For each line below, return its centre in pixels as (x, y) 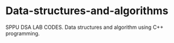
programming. (23, 33)
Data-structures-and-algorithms (87, 11)
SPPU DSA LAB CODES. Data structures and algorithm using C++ (85, 27)
